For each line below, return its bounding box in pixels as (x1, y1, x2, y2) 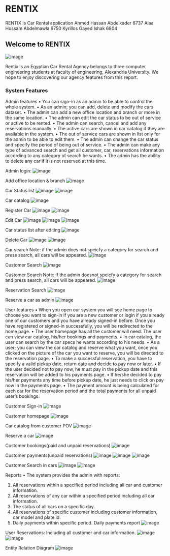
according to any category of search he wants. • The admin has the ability (5, 153, 161, 159)
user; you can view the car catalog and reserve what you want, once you (5, 344, 158, 351)
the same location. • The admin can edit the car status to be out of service (5, 115, 161, 121)
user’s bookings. (5, 393, 40, 399)
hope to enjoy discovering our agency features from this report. (5, 74, 138, 80)
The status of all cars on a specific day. (12, 504, 95, 510)
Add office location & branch (5, 178, 65, 184)
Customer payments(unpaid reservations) (5, 452, 93, 458)
